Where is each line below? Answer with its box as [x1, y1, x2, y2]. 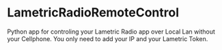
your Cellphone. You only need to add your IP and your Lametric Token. [7, 34, 208, 42]
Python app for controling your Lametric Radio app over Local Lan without [7, 27, 215, 36]
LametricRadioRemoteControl [7, 5, 180, 21]
